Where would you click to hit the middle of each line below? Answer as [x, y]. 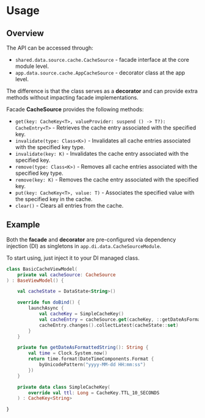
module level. [32, 66]
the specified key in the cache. [54, 199]
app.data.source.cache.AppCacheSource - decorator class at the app [100, 73]
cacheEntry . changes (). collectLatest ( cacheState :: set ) [109, 325]
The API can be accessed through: [50, 48]
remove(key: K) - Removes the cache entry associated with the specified [107, 180]
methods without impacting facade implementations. [73, 97]
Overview [25, 33]
